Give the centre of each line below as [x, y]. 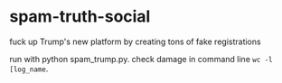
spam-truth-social [80, 17]
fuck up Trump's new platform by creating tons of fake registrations [135, 41]
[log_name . [29, 69]
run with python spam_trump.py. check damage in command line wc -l [141, 59]
